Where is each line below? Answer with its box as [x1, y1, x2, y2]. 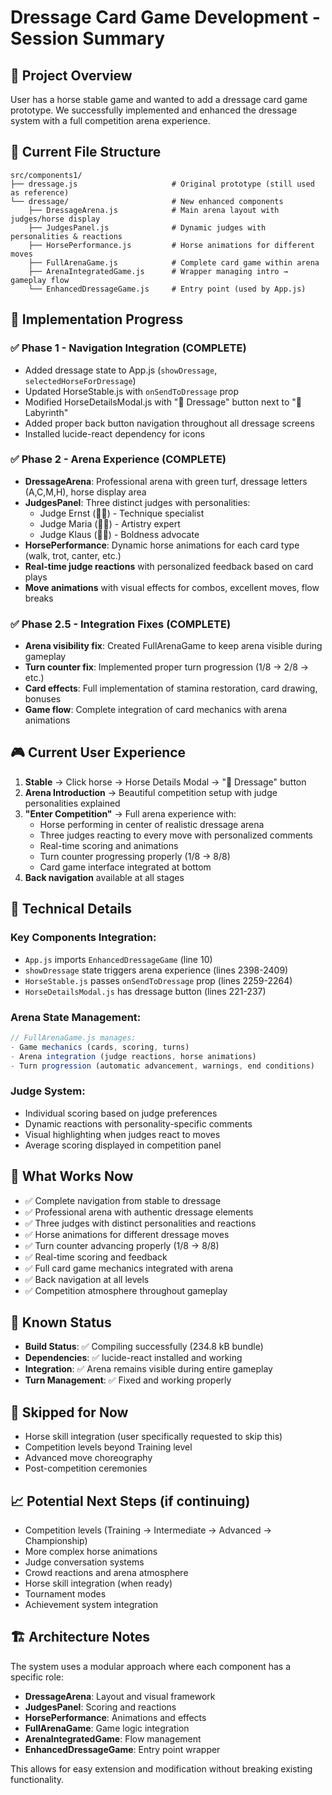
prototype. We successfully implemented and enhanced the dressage [10, 104, 298, 116]
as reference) [10, 187, 70, 198]
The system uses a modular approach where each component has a [10, 1660, 292, 1672]
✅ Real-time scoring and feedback [24, 1251, 168, 1263]
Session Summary [10, 27, 166, 50]
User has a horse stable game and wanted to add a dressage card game [10, 94, 308, 105]
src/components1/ [10, 170, 83, 180]
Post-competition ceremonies [24, 1462, 148, 1475]
